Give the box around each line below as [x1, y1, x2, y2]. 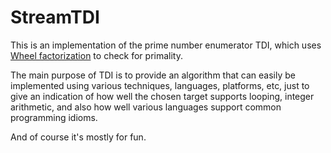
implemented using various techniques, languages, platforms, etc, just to [10, 79, 310, 91]
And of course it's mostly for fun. [10, 131, 147, 143]
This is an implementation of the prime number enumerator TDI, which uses [10, 39, 322, 51]
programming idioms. [10, 111, 98, 123]
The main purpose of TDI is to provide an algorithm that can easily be [10, 69, 296, 81]
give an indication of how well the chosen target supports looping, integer [10, 90, 315, 102]
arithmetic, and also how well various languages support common [10, 101, 282, 113]
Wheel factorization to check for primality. [10, 49, 183, 61]
